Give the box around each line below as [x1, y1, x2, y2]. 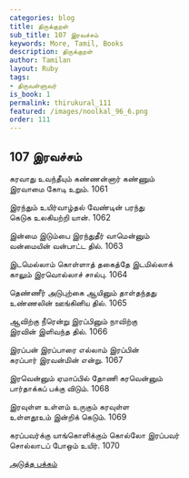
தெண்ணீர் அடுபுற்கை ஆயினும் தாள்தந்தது [9, 286, 157, 297]
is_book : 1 [9, 89, 51, 99]
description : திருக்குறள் [9, 47, 94, 57]
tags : [9, 73, 30, 82]
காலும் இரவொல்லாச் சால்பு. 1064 [9, 268, 128, 279]
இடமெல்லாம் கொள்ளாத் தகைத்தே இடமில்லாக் [9, 258, 174, 269]
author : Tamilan [9, 56, 71, 65]
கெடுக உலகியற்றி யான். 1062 [9, 212, 111, 223]
